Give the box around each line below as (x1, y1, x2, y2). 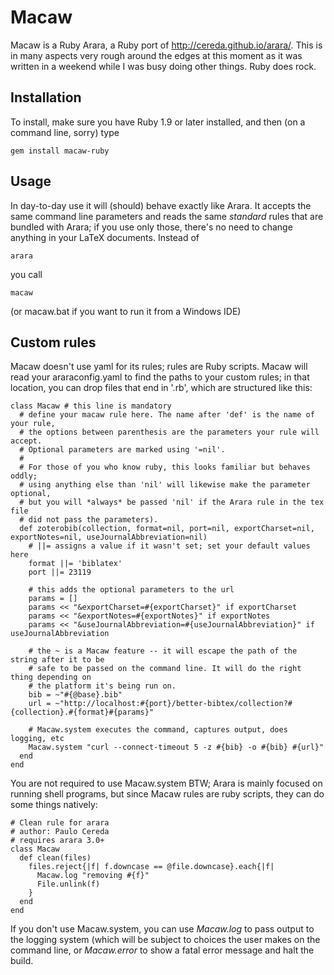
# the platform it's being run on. (28, 681, 177, 691)
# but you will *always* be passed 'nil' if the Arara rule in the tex (19, 497, 325, 508)
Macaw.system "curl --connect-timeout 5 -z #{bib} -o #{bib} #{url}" (28, 742, 325, 753)
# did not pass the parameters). (19, 515, 159, 525)
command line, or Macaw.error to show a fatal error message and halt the (10, 944, 315, 956)
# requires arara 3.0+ (10, 836, 105, 846)
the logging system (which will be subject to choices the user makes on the (10, 934, 321, 946)
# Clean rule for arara (10, 818, 110, 828)
